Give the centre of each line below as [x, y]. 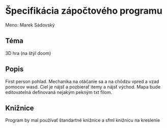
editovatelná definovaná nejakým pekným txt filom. [59, 92]
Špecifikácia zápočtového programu [84, 11]
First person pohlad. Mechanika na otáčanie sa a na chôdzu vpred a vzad [82, 81]
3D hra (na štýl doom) [28, 53]
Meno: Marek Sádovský [30, 25]
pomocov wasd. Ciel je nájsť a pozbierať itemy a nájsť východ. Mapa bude [83, 87]
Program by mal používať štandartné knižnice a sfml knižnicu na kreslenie [83, 120]
